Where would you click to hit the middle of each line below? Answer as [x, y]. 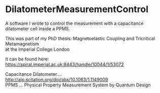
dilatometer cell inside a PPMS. [38, 28]
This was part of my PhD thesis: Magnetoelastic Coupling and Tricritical [80, 38]
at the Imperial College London [38, 49]
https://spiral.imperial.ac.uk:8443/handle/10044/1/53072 [65, 64]
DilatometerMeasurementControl [77, 9]
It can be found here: [27, 59]
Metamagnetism [22, 43]
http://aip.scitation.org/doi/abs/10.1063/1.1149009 [57, 79]
